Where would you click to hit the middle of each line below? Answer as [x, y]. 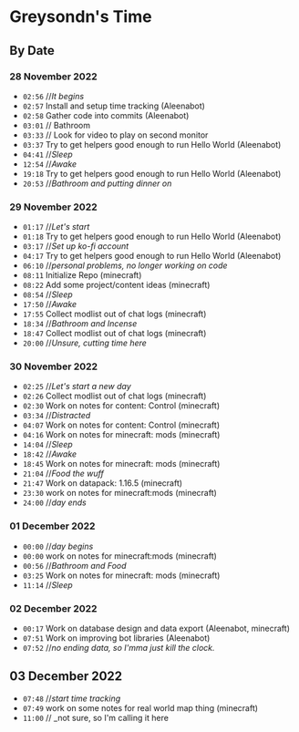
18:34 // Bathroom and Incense [80, 324]
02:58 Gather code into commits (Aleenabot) [106, 115]
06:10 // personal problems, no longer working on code [125, 265]
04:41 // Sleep [47, 154]
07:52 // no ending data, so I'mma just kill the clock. [119, 648]
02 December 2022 [53, 608]
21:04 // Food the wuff [63, 474]
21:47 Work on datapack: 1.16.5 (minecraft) [103, 483]
